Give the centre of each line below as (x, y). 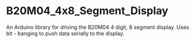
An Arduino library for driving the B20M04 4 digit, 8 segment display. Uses (97, 27)
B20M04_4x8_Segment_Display (87, 11)
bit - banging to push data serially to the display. (65, 33)
